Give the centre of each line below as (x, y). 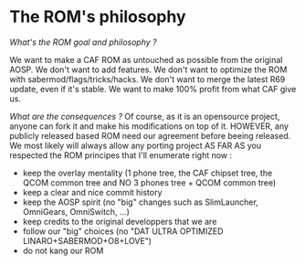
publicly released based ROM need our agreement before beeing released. (150, 135)
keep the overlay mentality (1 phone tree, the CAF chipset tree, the (147, 173)
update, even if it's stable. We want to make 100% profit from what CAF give (153, 89)
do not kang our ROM (63, 250)
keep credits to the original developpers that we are (120, 221)
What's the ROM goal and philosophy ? (83, 42)
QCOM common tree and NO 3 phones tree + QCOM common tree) (149, 182)
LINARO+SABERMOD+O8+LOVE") (87, 240)
